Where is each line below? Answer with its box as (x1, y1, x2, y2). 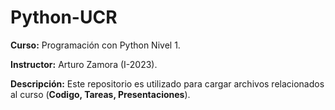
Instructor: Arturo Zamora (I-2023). (10, 58, 158, 70)
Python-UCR (10, 6, 118, 29)
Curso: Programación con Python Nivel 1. (10, 39, 181, 51)
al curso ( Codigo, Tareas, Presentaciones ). (10, 88, 191, 100)
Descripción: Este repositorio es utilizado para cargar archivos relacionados (10, 77, 325, 90)
